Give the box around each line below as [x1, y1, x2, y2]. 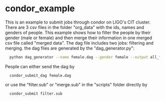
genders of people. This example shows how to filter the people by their [5, 29, 151, 35]
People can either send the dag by [5, 63, 75, 69]
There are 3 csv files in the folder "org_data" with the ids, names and [5, 24, 144, 30]
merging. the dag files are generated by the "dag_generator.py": [5, 45, 135, 51]
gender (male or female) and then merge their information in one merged [5, 35, 152, 41]
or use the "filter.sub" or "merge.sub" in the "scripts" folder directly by [5, 81, 148, 87]
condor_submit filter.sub [9, 91, 63, 96]
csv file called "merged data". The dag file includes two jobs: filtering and [5, 40, 154, 46]
